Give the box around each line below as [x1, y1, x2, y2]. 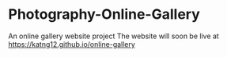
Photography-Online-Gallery [8, 5, 200, 23]
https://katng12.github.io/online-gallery [8, 39, 136, 48]
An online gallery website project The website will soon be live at [8, 31, 219, 41]
